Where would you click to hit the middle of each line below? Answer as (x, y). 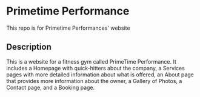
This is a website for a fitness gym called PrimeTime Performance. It (92, 61)
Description (29, 47)
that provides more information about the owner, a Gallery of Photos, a (94, 81)
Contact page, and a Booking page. (51, 87)
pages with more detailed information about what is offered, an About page (100, 75)
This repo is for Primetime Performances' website (68, 28)
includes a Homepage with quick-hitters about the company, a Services (95, 68)
